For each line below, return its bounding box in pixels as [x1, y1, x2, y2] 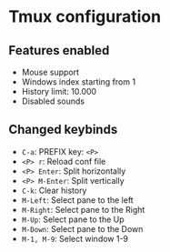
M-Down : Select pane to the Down [21, 223, 144, 234]
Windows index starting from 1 [21, 76, 136, 87]
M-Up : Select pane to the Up [21, 214, 125, 225]
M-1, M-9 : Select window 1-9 [21, 233, 129, 244]
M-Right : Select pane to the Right [21, 204, 145, 215]
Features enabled [8, 43, 110, 58]
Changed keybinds [8, 122, 118, 137]
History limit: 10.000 [21, 86, 97, 96]
